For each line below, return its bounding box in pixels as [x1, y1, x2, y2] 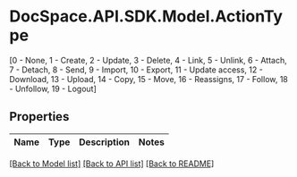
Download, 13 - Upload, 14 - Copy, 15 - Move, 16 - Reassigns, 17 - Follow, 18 [9, 73, 289, 84]
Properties [9, 109, 70, 124]
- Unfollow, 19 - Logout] [9, 83, 97, 94]
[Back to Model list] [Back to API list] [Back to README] [9, 158, 215, 169]
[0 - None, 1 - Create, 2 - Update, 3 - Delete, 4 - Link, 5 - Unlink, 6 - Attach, [9, 55, 288, 65]
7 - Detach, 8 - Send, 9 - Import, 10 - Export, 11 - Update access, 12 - [9, 64, 264, 75]
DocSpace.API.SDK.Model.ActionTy [9, 6, 284, 27]
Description [79, 136, 130, 148]
